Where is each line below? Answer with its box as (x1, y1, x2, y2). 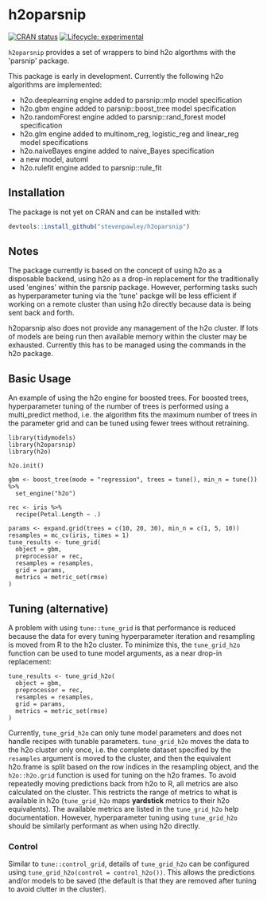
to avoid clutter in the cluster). (8, 884, 107, 894)
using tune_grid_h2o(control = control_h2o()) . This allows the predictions (8, 868, 256, 877)
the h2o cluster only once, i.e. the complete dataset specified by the (8, 745, 232, 754)
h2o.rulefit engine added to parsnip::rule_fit (19, 163, 162, 172)
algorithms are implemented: (8, 80, 103, 89)
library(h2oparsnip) (8, 441, 77, 449)
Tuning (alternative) (8, 601, 109, 615)
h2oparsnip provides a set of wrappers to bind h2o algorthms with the (8, 47, 236, 57)
